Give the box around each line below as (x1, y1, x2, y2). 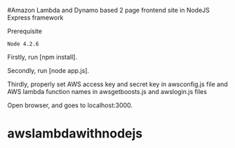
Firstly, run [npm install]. (7, 53, 77, 61)
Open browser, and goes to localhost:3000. (7, 101, 133, 109)
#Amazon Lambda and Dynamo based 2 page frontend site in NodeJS (7, 6, 210, 14)
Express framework (7, 13, 64, 22)
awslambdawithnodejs (7, 126, 143, 142)
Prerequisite (7, 27, 42, 35)
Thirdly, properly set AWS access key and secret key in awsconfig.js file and (7, 80, 228, 88)
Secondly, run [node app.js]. (7, 67, 90, 74)
